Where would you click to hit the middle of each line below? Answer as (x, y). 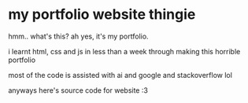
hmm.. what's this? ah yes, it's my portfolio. (78, 36)
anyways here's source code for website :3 (78, 90)
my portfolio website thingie (102, 15)
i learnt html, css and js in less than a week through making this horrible (124, 51)
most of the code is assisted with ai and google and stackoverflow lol (120, 75)
